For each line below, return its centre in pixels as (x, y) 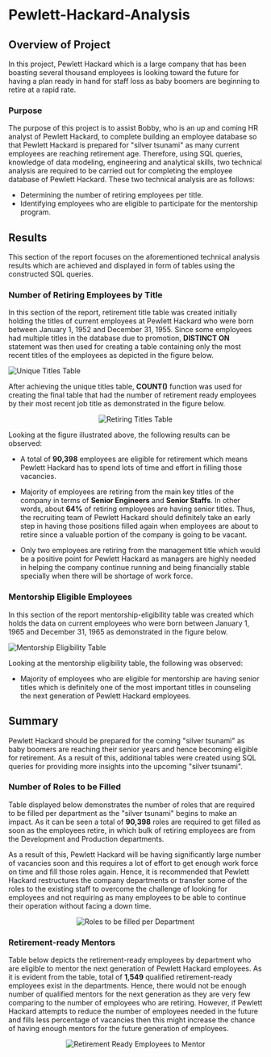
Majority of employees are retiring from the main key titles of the (127, 492)
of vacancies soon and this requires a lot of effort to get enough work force (133, 863)
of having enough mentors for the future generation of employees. (119, 1029)
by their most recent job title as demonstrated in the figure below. (117, 404)
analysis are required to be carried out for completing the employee (121, 171)
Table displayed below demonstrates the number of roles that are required (132, 805)
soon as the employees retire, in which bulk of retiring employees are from (132, 830)
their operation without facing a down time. (80, 905)
